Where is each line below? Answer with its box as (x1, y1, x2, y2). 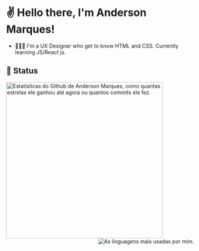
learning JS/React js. (14, 48, 66, 55)
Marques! (6, 23, 55, 36)
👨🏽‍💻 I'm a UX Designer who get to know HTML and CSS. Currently (14, 42, 179, 49)
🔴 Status (6, 66, 39, 76)
